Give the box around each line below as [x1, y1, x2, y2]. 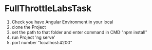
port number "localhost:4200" [11, 39, 73, 45]
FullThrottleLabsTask [4, 3, 92, 14]
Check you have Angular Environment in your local [11, 19, 114, 25]
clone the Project [11, 24, 46, 30]
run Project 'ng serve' [11, 34, 56, 40]
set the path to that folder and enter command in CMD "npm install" [11, 29, 148, 35]
